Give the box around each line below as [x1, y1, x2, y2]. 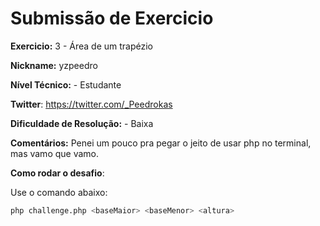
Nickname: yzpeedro [10, 59, 98, 71]
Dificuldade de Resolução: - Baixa [10, 117, 154, 129]
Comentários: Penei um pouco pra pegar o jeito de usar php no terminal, [10, 137, 312, 149]
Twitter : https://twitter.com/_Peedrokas [10, 98, 173, 110]
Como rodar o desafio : [10, 167, 105, 179]
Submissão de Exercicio [10, 7, 214, 30]
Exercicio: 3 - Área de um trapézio [10, 40, 153, 52]
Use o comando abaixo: [10, 186, 108, 198]
